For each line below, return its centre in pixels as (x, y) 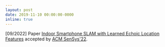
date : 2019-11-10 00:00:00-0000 (39, 15)
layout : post (19, 10)
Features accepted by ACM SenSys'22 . (47, 39)
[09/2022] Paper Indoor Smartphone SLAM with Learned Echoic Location (82, 34)
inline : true (19, 19)
